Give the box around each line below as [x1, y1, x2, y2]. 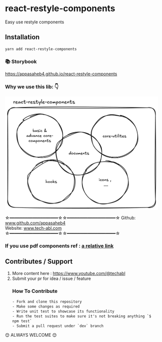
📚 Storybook [5, 58, 37, 65]
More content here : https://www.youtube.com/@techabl [12, 270, 126, 276]
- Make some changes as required [12, 304, 80, 309]
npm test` [12, 319, 32, 324]
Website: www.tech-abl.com [5, 225, 62, 231]
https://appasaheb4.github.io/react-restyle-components [5, 71, 117, 77]
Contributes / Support [5, 257, 73, 266]
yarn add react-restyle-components [5, 47, 77, 51]
